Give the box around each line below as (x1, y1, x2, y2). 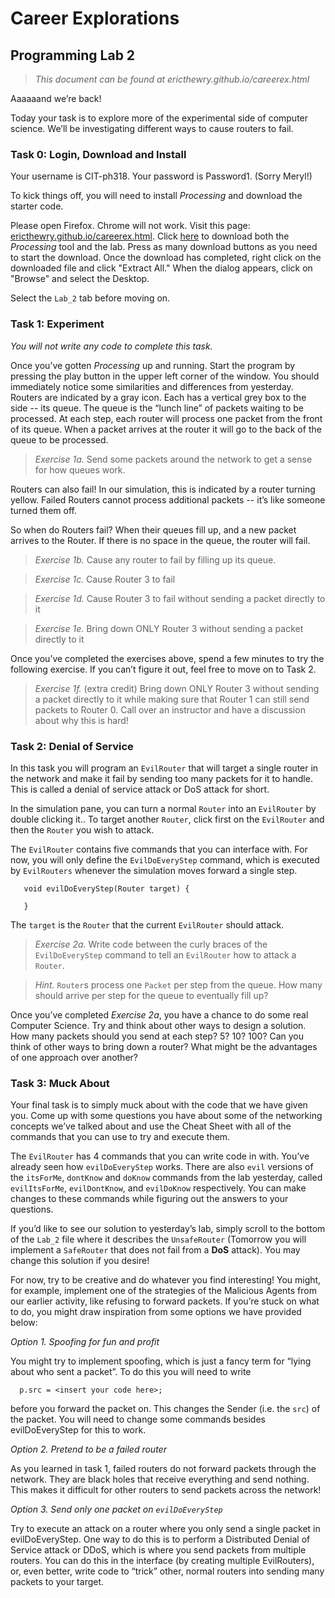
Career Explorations (10, 7, 180, 30)
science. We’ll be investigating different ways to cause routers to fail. (10, 123, 294, 134)
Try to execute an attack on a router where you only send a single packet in (10, 1523, 321, 1535)
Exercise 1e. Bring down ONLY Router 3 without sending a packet (34, 622, 304, 634)
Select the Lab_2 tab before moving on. (10, 292, 171, 304)
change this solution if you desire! (10, 1255, 150, 1267)
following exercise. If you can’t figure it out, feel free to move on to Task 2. (10, 663, 317, 675)
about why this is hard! (34, 714, 129, 726)
